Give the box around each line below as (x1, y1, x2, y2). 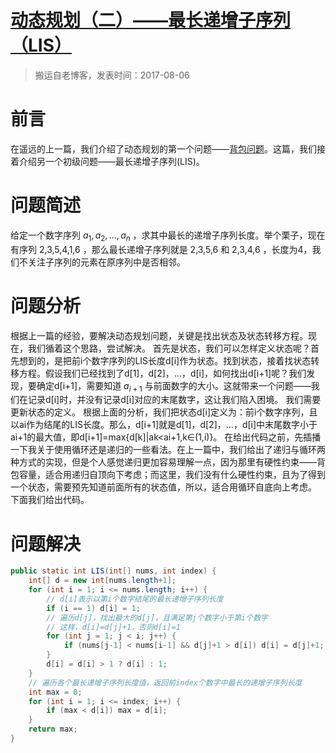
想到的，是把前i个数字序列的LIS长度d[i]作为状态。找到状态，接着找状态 (18, 354, 312, 366)
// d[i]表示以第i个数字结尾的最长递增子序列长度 (46, 594, 224, 604)
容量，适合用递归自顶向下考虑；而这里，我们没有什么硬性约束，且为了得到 (18, 469, 326, 481)
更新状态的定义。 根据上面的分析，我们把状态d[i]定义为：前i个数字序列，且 (10, 406, 318, 418)
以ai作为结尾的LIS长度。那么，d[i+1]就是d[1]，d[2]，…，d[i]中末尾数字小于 (10, 419, 318, 431)
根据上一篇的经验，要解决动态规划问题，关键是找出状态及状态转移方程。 (10, 329, 308, 341)
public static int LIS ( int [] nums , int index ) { (10, 566, 217, 576)
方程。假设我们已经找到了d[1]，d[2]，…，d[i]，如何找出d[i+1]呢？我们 (18, 367, 307, 379)
